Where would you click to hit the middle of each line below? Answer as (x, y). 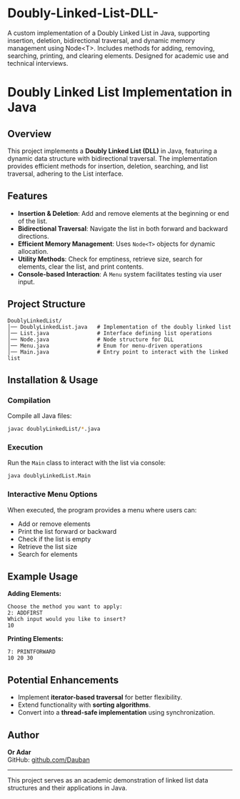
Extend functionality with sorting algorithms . (84, 705)
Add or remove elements (54, 524)
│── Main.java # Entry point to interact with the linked (118, 352)
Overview (30, 134)
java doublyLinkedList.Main (49, 476)
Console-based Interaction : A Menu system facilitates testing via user (120, 274)
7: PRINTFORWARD (31, 652)
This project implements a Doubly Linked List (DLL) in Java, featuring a (112, 151)
